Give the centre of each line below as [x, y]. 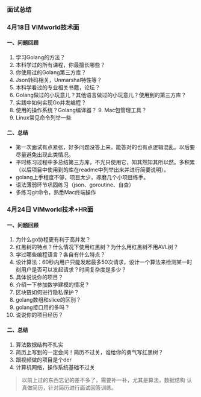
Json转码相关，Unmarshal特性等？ [59, 80]
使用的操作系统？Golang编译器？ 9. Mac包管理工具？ [81, 110]
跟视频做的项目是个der [43, 360]
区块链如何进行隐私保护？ [47, 292]
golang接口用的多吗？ [42, 307]
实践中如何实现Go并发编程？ [51, 103]
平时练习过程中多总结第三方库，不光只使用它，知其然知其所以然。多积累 [105, 162]
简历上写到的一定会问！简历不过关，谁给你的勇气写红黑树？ [89, 352]
